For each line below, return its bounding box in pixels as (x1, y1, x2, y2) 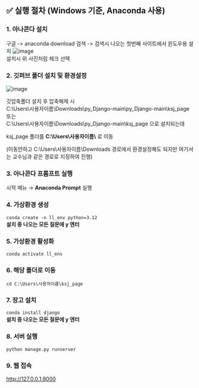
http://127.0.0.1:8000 (6, 375, 56, 383)
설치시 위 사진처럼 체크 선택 (6, 54, 71, 62)
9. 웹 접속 (6, 361, 32, 369)
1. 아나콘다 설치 (6, 25, 48, 34)
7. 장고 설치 (6, 296, 37, 304)
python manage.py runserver (6, 346, 76, 352)
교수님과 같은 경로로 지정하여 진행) (12, 153, 93, 160)
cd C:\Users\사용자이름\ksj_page (6, 281, 84, 287)
